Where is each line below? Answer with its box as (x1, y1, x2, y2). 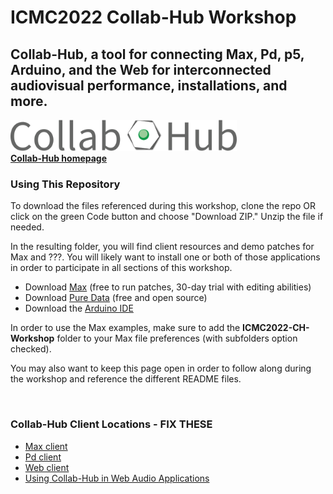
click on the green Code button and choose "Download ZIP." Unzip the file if (10, 211, 324, 223)
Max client (24, 440, 68, 452)
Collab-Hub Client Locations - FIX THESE (10, 417, 213, 431)
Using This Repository (10, 177, 121, 191)
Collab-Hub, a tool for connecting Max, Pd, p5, (10, 46, 305, 63)
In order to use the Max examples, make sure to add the (10, 322, 241, 334)
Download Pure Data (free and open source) (24, 292, 208, 304)
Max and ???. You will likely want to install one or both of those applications (10, 251, 321, 263)
